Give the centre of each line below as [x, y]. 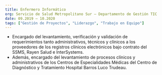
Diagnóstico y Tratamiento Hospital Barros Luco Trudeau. [69, 68]
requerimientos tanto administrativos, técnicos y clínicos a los [74, 42]
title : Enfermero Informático [36, 9]
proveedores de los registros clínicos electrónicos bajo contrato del [79, 47]
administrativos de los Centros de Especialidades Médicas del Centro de [84, 62]
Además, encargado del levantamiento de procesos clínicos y [74, 57]
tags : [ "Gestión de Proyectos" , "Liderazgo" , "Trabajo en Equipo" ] [75, 23]
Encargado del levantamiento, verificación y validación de [70, 37]
